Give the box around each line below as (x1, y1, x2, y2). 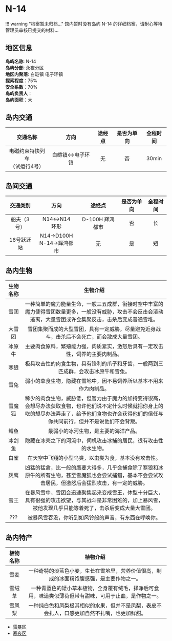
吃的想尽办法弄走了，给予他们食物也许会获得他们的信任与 (25, 410, 164, 417)
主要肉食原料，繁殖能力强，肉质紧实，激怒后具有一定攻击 (25, 343, 164, 350)
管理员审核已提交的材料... (5, 27, 59, 33)
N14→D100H (40, 232, 73, 239)
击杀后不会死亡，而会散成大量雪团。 (55, 333, 143, 340)
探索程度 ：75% (5, 77, 37, 84)
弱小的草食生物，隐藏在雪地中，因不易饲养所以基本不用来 (25, 378, 164, 385)
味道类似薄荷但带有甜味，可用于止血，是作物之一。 (38, 592, 162, 599)
